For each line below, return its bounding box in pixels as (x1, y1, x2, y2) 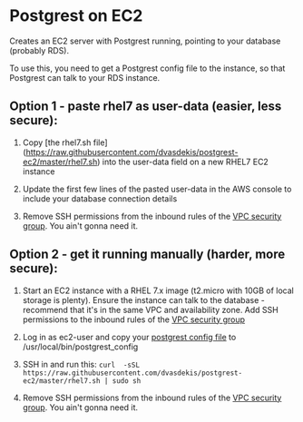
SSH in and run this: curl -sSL (22, 358, 141, 369)
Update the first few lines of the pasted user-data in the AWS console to (22, 183, 292, 194)
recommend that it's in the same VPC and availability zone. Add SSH (22, 304, 279, 315)
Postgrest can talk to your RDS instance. (9, 72, 161, 83)
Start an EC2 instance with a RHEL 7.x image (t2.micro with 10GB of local (22, 285, 295, 296)
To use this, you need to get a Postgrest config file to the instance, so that (9, 63, 286, 74)
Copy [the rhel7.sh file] (22, 137, 108, 148)
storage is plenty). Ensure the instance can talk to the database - (22, 294, 266, 305)
